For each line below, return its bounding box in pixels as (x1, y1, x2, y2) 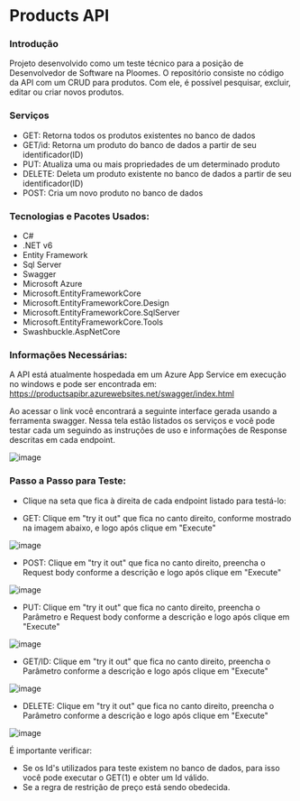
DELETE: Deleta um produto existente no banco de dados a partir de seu (22, 168, 292, 179)
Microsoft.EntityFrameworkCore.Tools (22, 317, 164, 327)
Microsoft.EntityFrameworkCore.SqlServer (22, 308, 180, 318)
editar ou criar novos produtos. (9, 87, 124, 97)
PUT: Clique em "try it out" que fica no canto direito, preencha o (22, 602, 261, 612)
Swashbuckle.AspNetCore (22, 327, 121, 337)
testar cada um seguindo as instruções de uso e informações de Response (9, 425, 287, 436)
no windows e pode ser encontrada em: (9, 379, 158, 390)
